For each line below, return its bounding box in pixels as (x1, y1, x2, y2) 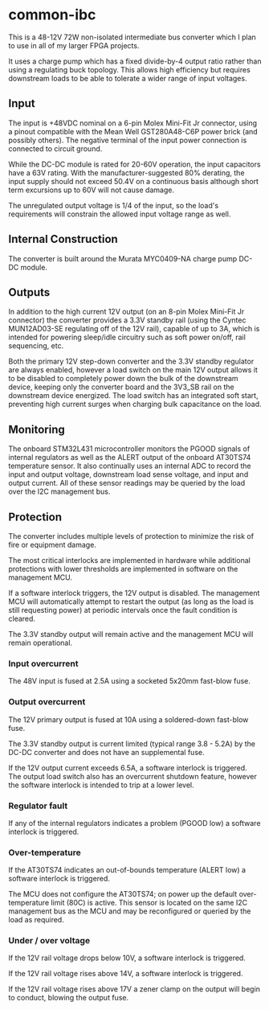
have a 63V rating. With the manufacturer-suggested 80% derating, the (8, 167, 245, 178)
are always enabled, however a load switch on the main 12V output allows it (8, 365, 259, 375)
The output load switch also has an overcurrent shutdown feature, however (8, 771, 257, 781)
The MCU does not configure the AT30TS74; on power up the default (8, 889, 238, 899)
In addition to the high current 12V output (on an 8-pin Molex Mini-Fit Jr (8, 307, 245, 317)
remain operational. (8, 638, 73, 647)
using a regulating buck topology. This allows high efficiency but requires (8, 64, 251, 74)
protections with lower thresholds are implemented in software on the (8, 565, 238, 573)
